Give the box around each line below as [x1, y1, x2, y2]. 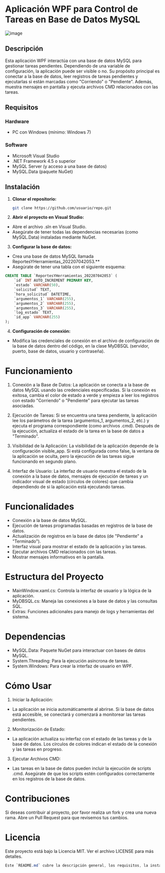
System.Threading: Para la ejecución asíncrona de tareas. [12, 658, 129, 663]
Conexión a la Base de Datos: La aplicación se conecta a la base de [12, 382, 149, 387]
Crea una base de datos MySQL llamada [12, 253, 94, 259]
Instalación [5, 183, 40, 191]
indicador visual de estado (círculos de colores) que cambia [12, 478, 134, 484]
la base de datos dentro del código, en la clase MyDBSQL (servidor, [12, 343, 150, 349]
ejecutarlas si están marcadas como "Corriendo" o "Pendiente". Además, [5, 78, 153, 84]
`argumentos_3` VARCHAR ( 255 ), [14, 306, 76, 311]
